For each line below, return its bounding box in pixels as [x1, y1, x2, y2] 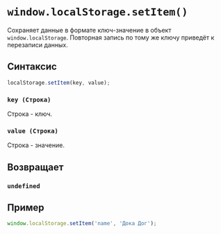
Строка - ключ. [7, 110, 53, 118]
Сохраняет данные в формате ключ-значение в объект [7, 26, 172, 34]
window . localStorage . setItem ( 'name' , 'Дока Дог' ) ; [7, 220, 157, 227]
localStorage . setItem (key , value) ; [7, 79, 110, 86]
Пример [7, 201, 44, 213]
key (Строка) [7, 96, 51, 103]
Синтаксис [7, 61, 57, 73]
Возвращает [7, 161, 64, 173]
